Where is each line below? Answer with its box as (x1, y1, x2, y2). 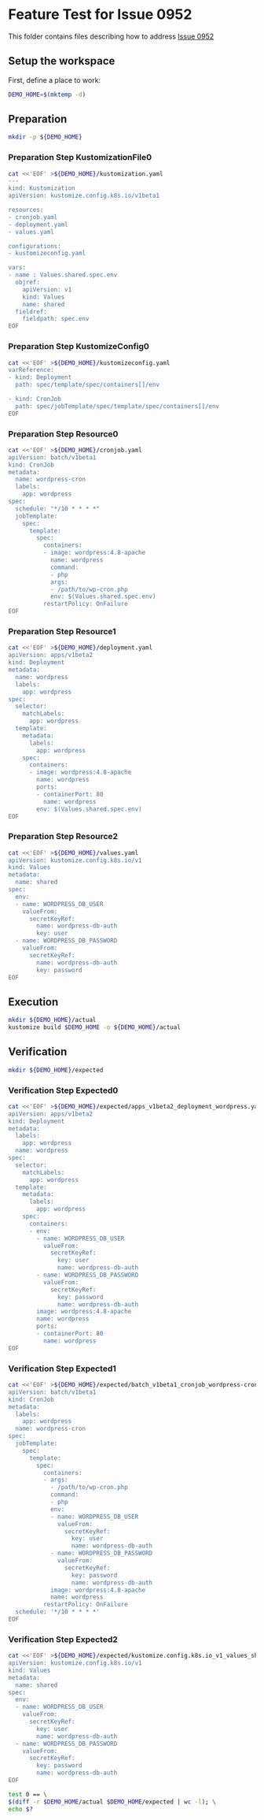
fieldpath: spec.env (22, 315, 90, 323)
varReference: (8, 366, 55, 374)
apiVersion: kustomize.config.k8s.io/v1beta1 (8, 191, 159, 200)
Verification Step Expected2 (8, 1633, 118, 1644)
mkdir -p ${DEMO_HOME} (8, 133, 82, 141)
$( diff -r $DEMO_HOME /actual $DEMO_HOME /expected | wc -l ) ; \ (8, 1798, 216, 1806)
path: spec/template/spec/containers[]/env (15, 381, 159, 389)
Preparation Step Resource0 (8, 428, 119, 439)
